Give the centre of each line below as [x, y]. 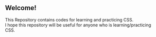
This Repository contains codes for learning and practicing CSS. [69, 19]
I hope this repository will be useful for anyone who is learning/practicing [78, 25]
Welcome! [21, 8]
